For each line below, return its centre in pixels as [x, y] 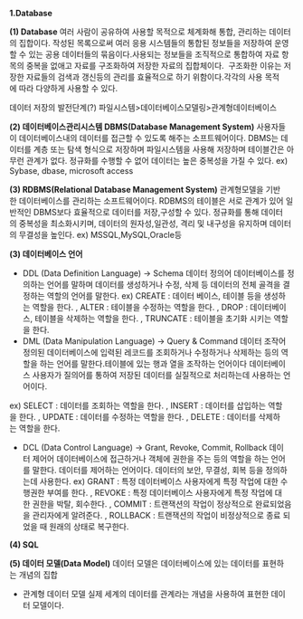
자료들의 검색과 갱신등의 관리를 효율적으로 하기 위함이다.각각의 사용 [144, 77]
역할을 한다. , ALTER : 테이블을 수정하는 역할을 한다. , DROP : [140, 307]
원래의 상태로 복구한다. [89, 527]
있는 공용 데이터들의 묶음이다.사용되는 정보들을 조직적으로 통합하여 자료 [154, 54]
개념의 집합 [38, 575]
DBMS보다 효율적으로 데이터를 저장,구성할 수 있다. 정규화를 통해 [146, 212]
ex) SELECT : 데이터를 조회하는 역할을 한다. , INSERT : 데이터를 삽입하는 [138, 405]
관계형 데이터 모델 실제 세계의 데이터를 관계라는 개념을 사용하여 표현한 [146, 594]
